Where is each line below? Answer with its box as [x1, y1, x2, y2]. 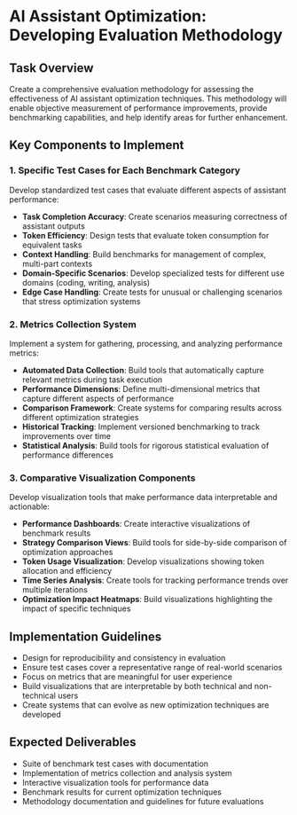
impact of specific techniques [21, 603, 131, 614]
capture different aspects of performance [21, 393, 175, 404]
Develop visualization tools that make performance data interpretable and [9, 492, 277, 503]
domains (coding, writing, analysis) [21, 277, 151, 287]
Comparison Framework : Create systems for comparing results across [21, 402, 282, 413]
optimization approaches [21, 547, 113, 558]
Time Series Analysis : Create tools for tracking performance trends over [21, 575, 289, 586]
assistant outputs [21, 220, 86, 231]
